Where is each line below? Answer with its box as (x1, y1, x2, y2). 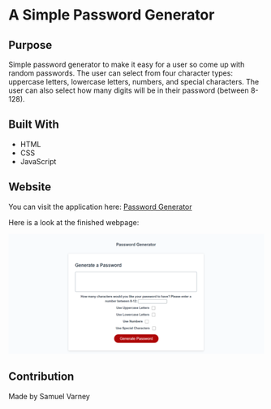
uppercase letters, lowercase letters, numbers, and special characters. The (8, 77, 260, 86)
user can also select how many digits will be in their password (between (8, 85, 249, 95)
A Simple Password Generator (8, 6, 215, 24)
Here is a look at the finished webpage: (8, 217, 140, 227)
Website (8, 181, 51, 194)
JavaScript (19, 156, 57, 166)
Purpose (8, 38, 53, 52)
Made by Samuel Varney (8, 391, 91, 401)
